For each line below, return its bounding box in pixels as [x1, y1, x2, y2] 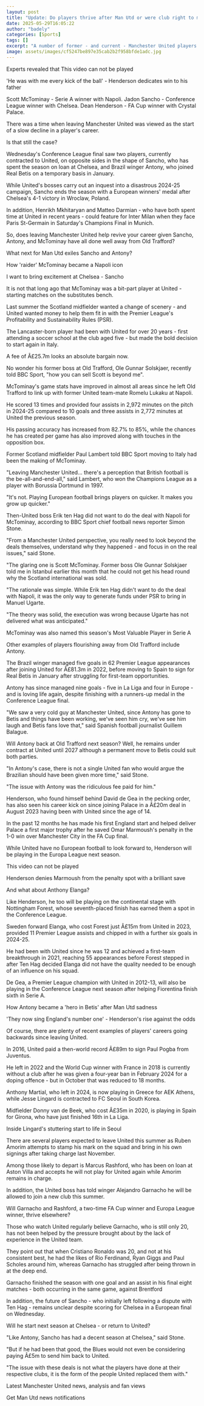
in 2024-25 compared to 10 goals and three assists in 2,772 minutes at [6, 407, 183, 414]
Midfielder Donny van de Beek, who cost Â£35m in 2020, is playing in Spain [6, 1107, 196, 1114]
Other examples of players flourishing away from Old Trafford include [6, 641, 180, 648]
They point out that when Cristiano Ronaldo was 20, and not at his [6, 1248, 172, 1255]
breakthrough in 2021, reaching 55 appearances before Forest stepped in [6, 954, 189, 961]
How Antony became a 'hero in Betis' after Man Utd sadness [6, 1003, 158, 1010]
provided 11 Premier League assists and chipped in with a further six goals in [6, 929, 198, 936]
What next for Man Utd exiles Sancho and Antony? [6, 249, 132, 257]
